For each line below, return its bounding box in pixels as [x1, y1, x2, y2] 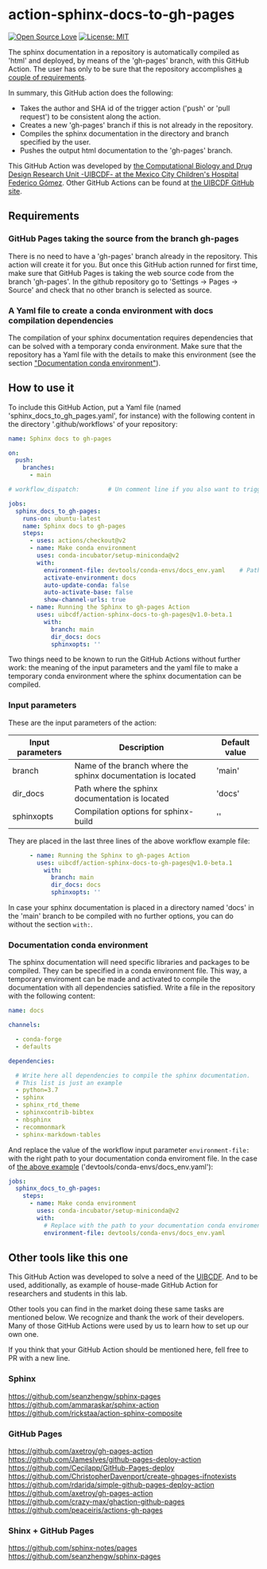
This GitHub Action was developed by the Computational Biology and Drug [8, 161, 253, 170]
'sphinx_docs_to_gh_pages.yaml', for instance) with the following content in [8, 411, 256, 420]
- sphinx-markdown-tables [15, 1130, 102, 1138]
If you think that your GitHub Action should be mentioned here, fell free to [8, 1345, 249, 1354]
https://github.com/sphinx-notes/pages [8, 1544, 137, 1553]
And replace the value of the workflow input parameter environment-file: [8, 1145, 250, 1154]
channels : [8, 1021, 41, 1029]
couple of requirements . [8, 72, 87, 82]
